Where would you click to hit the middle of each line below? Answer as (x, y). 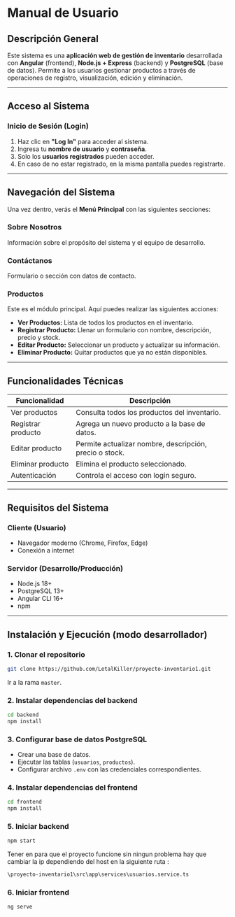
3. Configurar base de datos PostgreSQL (77, 739)
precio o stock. (100, 453)
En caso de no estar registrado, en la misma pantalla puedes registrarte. (121, 164)
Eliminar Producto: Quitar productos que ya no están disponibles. (112, 353)
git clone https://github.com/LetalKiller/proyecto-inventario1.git (109, 669)
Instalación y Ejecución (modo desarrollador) (107, 634)
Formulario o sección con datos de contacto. (72, 276)
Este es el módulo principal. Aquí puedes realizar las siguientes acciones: (113, 309)
